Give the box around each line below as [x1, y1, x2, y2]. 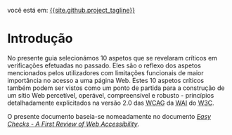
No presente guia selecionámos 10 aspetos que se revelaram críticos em [7, 53, 218, 62]
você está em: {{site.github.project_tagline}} [7, 6, 136, 14]
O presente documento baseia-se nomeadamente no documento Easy [7, 112, 212, 120]
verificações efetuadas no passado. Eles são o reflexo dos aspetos [7, 61, 202, 70]
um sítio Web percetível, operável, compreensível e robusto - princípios [7, 91, 214, 99]
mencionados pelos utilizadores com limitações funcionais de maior [7, 68, 204, 77]
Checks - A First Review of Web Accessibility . [7, 120, 140, 128]
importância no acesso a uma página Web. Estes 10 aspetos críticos [7, 76, 205, 84]
